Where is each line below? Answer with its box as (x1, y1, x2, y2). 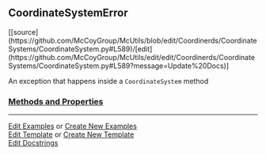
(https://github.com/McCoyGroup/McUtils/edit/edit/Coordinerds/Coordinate (8, 52, 256, 62)
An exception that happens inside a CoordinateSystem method (8, 76, 209, 85)
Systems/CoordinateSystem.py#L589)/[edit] (8, 43, 153, 54)
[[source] (8, 27, 39, 36)
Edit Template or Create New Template (8, 130, 135, 139)
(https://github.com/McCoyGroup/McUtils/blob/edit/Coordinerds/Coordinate (8, 36, 257, 45)
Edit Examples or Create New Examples (8, 122, 137, 131)
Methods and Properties (8, 96, 104, 107)
